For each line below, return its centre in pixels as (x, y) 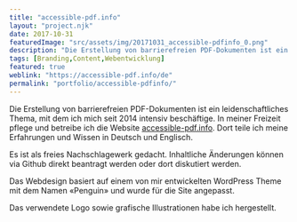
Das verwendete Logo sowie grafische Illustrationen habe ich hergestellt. (143, 207)
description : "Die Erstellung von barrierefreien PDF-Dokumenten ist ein (149, 51)
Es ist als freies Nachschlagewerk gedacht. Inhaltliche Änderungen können (147, 154)
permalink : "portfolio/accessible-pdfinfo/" (93, 83)
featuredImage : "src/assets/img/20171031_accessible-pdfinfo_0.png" (139, 42)
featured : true (37, 67)
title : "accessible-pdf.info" (65, 17)
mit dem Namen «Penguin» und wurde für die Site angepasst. (122, 190)
